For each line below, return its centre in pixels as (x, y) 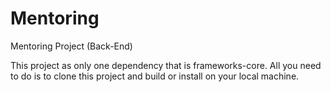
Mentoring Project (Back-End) (71, 46)
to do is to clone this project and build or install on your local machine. (155, 76)
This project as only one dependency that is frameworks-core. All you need (166, 65)
